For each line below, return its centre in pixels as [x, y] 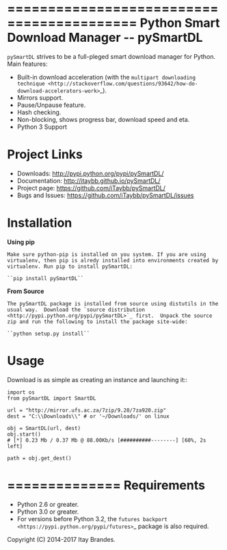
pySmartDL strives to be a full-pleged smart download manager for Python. [111, 56]
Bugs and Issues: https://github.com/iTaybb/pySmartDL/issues [105, 195]
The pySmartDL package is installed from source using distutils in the [113, 303]
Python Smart [180, 23]
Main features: [27, 64]
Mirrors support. [40, 97]
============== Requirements [106, 485]
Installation [40, 223]
